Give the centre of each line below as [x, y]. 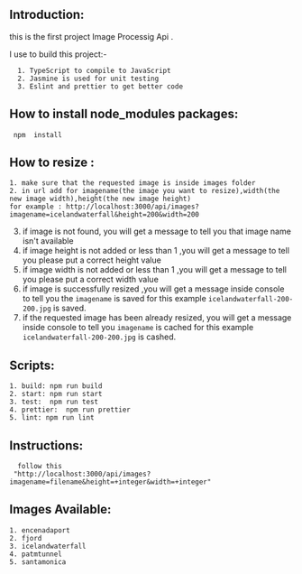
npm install [38, 134]
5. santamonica [38, 562]
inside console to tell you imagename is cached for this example [138, 328]
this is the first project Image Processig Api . [92, 36]
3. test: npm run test [54, 402]
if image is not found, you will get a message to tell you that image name [156, 231]
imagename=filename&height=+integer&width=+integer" [110, 482]
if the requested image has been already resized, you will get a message [157, 318]
